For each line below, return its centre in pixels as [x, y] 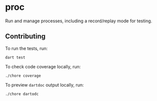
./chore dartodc [22, 94]
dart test [15, 57]
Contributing [25, 36]
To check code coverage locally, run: [43, 66]
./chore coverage [23, 76]
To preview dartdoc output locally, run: [44, 85]
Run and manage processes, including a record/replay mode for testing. [79, 21]
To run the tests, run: [27, 48]
